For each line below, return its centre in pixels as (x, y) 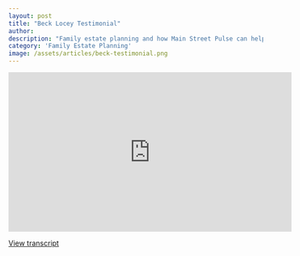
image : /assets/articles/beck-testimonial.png (88, 53)
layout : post (30, 16)
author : (21, 31)
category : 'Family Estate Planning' (70, 46)
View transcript (34, 243)
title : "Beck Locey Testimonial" (65, 23)
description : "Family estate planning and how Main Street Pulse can (128, 38)
